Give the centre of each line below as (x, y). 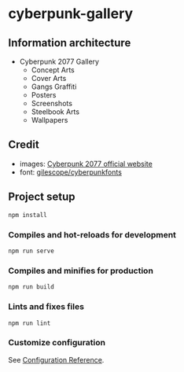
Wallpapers (50, 120)
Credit (24, 145)
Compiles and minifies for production (81, 271)
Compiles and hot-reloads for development (92, 234)
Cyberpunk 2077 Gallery (59, 61)
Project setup (42, 197)
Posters (44, 95)
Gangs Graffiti (54, 87)
